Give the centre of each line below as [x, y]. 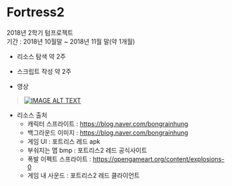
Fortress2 [36, 12]
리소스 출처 [32, 115]
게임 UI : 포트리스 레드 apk [64, 141]
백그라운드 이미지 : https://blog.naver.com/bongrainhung [108, 132]
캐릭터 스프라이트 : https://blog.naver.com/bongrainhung [108, 123]
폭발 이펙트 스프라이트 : [59, 159]
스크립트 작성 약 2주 [44, 71]
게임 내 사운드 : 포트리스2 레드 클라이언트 [83, 175]
